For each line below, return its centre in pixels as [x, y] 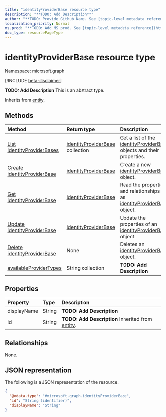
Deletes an [132, 244]
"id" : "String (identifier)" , [41, 400]
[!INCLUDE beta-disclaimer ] [33, 80]
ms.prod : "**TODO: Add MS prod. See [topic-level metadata [67, 28]
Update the [133, 218]
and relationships [140, 191]
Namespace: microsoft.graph [35, 71]
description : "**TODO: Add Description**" [49, 14]
